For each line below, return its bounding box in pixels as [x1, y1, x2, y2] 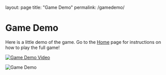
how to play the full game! [5, 44, 60, 51]
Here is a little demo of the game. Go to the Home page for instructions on [5, 39, 161, 45]
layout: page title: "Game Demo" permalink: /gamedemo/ [5, 5, 125, 10]
